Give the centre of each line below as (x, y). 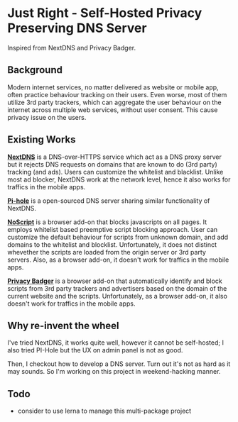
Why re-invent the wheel (63, 325)
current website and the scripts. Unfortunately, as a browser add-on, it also (117, 296)
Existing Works (42, 140)
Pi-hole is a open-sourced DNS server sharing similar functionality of (109, 201)
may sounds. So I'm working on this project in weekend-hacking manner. (114, 372)
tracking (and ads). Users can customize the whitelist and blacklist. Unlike (115, 172)
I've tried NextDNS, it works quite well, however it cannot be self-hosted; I (115, 343)
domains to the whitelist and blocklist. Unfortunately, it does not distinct (112, 244)
